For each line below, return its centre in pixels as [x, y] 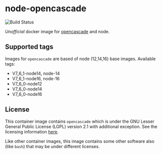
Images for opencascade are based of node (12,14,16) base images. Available [81, 59]
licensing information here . [32, 132]
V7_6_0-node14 [27, 89]
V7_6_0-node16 [27, 94]
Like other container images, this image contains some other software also [80, 141]
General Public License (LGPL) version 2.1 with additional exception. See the [81, 126]
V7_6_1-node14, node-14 [36, 73]
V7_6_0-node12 [27, 84]
